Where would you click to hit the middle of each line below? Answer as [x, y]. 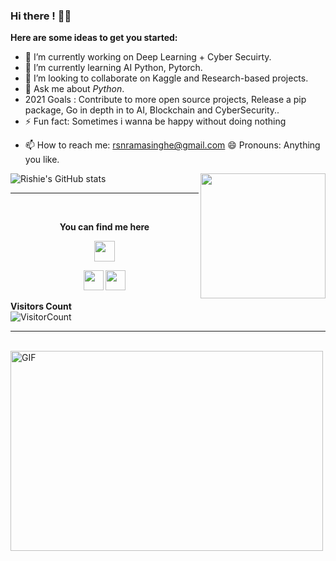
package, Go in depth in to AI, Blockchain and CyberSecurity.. [152, 110]
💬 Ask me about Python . [74, 89]
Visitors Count [41, 306]
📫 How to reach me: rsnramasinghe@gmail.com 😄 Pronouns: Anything [172, 145]
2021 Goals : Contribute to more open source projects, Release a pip [165, 100]
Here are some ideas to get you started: [94, 38]
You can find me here [104, 227]
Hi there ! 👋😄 [41, 16]
